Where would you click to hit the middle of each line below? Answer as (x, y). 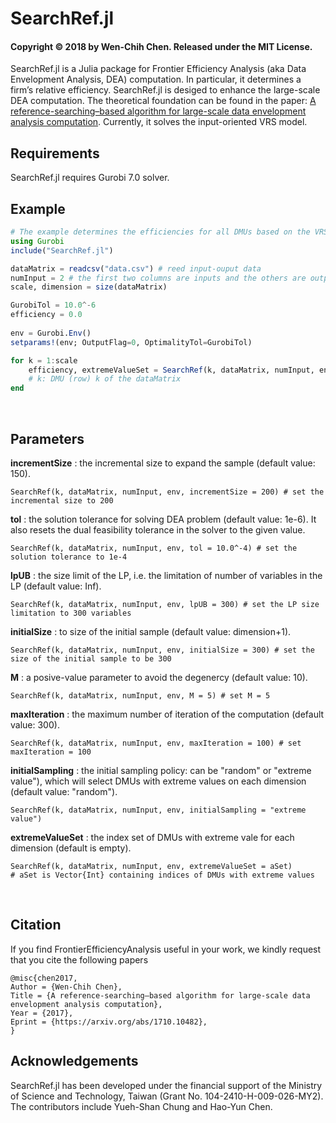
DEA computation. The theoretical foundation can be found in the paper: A (163, 101)
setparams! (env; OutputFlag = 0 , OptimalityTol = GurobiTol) (131, 342)
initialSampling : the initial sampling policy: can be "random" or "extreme (161, 770)
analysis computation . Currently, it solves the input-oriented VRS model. (159, 122)
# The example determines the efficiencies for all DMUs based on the (160, 232)
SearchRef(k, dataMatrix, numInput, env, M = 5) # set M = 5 (140, 695)
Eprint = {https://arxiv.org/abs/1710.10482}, (109, 1022)
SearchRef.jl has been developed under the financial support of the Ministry (166, 1085)
